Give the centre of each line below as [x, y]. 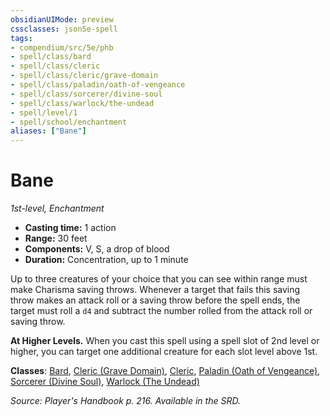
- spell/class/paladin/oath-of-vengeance [98, 85]
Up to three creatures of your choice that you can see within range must [159, 279]
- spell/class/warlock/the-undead [82, 103]
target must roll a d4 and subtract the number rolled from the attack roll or [161, 311]
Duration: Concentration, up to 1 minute [106, 260]
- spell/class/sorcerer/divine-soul [86, 94]
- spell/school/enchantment [69, 122]
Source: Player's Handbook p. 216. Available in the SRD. [125, 401]
